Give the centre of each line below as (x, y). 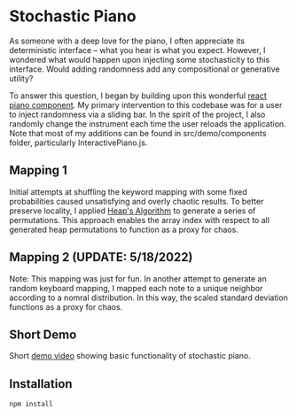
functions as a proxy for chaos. (66, 306)
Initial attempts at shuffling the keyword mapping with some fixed (129, 191)
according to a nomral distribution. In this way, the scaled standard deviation (148, 297)
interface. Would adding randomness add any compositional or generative (145, 69)
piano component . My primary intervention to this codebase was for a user (146, 104)
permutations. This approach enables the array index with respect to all (140, 220)
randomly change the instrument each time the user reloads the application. (148, 124)
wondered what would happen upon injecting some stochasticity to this (140, 59)
